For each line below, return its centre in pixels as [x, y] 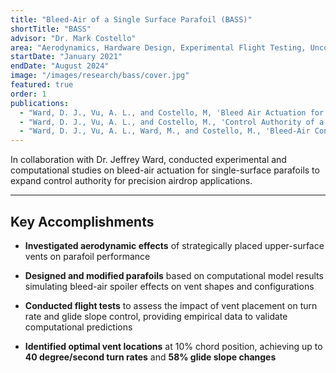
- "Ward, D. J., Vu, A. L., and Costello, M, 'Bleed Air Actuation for [172, 112]
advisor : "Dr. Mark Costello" [73, 38]
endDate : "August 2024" [60, 66]
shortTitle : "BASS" [51, 29]
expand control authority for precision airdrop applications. [131, 181]
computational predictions [78, 327]
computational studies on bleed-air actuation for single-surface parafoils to [165, 170]
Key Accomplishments [82, 221]
